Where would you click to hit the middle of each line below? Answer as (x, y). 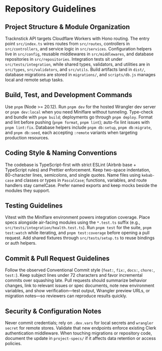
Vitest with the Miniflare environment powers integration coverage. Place (78, 217)
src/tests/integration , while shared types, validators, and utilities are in (78, 64)
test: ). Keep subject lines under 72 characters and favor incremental (74, 275)
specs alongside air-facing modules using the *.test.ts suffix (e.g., (73, 222)
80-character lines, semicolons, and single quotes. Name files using (73, 175)
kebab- (148, 175)
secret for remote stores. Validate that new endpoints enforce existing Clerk (81, 328)
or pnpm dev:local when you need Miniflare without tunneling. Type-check (79, 112)
